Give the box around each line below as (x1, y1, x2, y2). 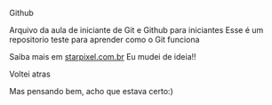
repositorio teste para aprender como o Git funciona (9, 35, 200, 44)
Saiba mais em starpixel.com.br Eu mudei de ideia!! (9, 52, 197, 61)
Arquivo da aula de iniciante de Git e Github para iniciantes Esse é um (9, 25, 264, 35)
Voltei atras (9, 69, 51, 79)
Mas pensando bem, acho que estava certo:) (9, 86, 173, 96)
